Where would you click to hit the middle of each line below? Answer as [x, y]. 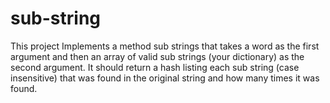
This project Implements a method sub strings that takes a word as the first [165, 46]
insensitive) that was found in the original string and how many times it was [165, 78]
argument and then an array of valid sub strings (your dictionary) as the [157, 56]
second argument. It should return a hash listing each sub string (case [155, 67]
